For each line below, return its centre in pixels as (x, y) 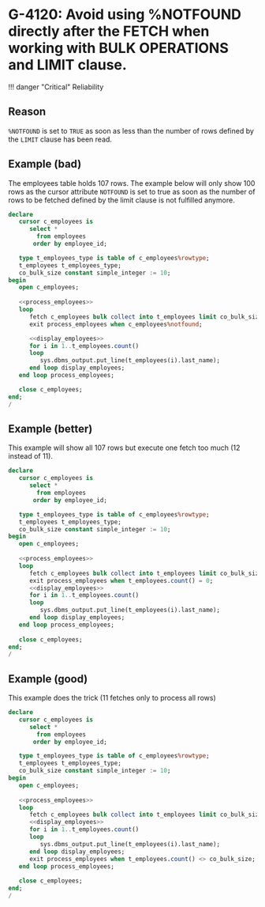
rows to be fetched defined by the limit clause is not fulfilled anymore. (121, 200)
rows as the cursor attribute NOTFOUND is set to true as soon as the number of (132, 191)
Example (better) (50, 429)
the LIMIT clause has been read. (60, 139)
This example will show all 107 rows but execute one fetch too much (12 (124, 448)
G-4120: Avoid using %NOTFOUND (125, 15)
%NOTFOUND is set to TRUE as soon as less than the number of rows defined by (131, 130)
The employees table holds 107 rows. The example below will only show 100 (132, 183)
